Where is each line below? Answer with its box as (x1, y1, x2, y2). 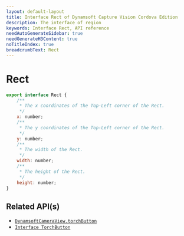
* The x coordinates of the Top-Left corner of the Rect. (19, 103, 165, 109)
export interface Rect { (6, 92, 67, 98)
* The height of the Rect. (19, 169, 86, 175)
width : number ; (17, 158, 54, 164)
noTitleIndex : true (6, 42, 54, 48)
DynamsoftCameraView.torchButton (14, 218, 97, 224)
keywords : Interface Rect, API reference (6, 25, 110, 31)
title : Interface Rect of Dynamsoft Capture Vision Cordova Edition (6, 14, 178, 20)
